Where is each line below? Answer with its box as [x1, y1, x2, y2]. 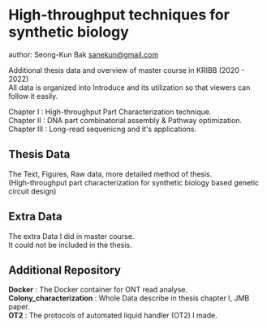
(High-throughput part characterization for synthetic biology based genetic [8, 177, 260, 187]
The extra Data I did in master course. [8, 231, 135, 241]
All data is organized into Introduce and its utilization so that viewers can [8, 83, 251, 92]
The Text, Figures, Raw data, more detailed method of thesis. [8, 168, 213, 179]
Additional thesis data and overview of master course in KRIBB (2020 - [8, 65, 245, 75]
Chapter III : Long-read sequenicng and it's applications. [8, 124, 197, 134]
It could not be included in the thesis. [8, 240, 132, 249]
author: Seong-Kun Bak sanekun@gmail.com [8, 49, 159, 59]
